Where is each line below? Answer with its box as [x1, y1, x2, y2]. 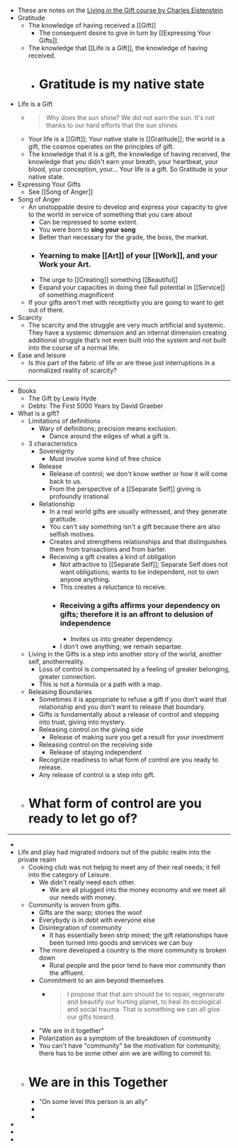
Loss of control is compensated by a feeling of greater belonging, [38, 664, 230, 673]
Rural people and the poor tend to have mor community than [49, 961, 226, 970]
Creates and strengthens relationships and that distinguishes [49, 538, 227, 546]
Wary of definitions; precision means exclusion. [38, 424, 178, 433]
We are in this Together [28, 1074, 169, 1090]
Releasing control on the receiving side [38, 740, 153, 749]
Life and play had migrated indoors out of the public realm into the [17, 848, 211, 857]
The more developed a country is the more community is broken [38, 946, 227, 955]
